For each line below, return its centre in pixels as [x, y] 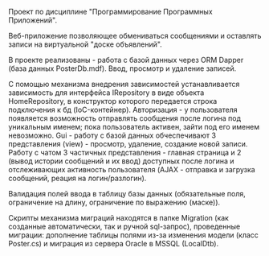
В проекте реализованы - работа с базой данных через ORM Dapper [126, 60]
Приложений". [33, 20]
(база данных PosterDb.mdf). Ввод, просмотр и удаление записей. [122, 68]
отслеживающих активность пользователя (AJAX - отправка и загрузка [132, 169]
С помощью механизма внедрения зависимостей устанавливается [124, 84]
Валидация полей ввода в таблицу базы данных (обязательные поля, [127, 194]
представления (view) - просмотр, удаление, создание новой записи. [128, 144]
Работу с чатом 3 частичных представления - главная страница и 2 [125, 153]
